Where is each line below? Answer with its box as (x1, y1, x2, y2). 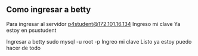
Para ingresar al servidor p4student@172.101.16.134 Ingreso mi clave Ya (6, 20, 181, 27)
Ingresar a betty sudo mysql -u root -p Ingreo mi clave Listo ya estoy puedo (6, 38, 192, 45)
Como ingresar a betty (6, 5, 91, 15)
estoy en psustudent (6, 27, 57, 34)
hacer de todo (6, 44, 41, 51)
